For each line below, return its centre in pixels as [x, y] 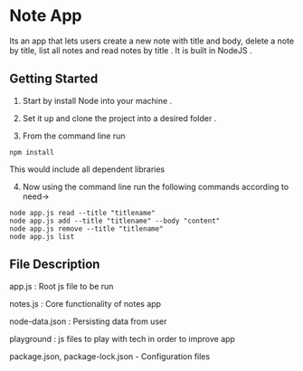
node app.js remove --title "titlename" [87, 228]
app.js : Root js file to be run [62, 286]
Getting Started [54, 79]
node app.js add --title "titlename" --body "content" [115, 221]
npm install [32, 152]
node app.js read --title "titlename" [82, 213]
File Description [55, 265]
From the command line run [74, 136]
